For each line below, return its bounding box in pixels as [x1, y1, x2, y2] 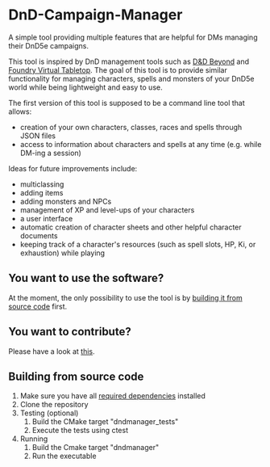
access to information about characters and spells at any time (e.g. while [19, 139, 262, 149]
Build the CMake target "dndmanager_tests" [31, 417, 179, 427]
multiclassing [19, 179, 64, 189]
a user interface [19, 213, 73, 223]
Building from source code [8, 369, 144, 383]
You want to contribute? [8, 325, 131, 339]
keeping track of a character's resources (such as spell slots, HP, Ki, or [19, 239, 256, 249]
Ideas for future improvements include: [8, 163, 138, 173]
